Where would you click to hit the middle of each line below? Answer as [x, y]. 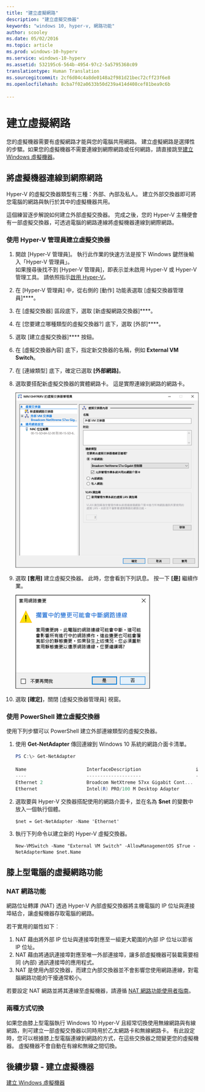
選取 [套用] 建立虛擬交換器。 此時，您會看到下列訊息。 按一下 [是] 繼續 [104, 578]
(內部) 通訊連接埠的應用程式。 [60, 963]
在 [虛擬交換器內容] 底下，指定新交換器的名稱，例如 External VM [97, 350]
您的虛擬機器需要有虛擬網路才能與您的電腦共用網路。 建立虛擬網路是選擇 [98, 142]
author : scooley [27, 32]
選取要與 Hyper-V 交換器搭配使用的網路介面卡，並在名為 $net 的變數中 [104, 801]
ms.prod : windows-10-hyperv [42, 52]
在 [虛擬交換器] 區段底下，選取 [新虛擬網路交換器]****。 [86, 311]
